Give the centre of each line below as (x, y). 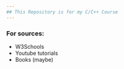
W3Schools (29, 46)
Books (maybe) (34, 59)
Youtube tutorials (36, 53)
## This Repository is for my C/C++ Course (62, 12)
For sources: (25, 33)
